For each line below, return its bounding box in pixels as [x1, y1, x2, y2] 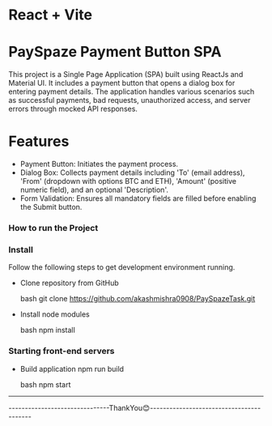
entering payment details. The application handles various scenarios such [8, 87, 255, 96]
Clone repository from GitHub [19, 278, 119, 288]
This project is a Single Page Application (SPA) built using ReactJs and [8, 70, 244, 79]
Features [8, 132, 70, 151]
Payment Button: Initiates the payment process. [19, 160, 179, 169]
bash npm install [19, 326, 75, 335]
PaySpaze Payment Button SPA [8, 43, 222, 62]
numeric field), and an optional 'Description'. [19, 185, 168, 195]
